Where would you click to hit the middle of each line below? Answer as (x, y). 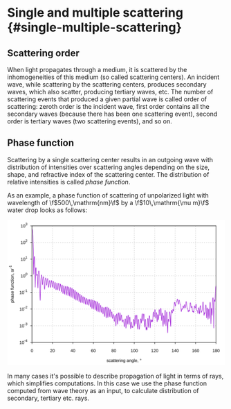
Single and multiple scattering (95, 13)
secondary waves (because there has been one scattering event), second (112, 114)
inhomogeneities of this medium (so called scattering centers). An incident (113, 77)
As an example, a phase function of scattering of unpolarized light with (108, 195)
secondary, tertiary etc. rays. (48, 398)
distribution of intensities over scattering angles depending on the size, (108, 167)
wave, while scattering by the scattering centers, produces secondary (107, 84)
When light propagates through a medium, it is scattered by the (97, 70)
